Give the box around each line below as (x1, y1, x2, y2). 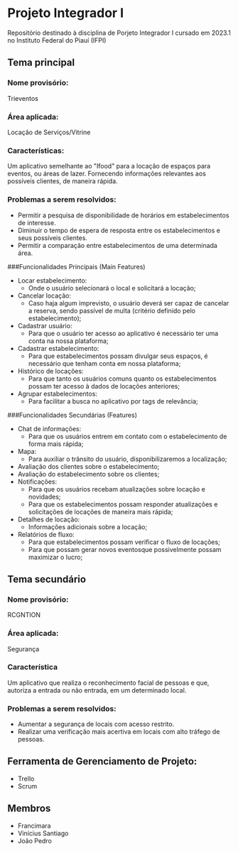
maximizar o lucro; (28, 553, 83, 561)
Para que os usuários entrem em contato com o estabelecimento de (28, 432, 227, 440)
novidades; (28, 492, 62, 501)
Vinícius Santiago (17, 829, 69, 838)
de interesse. (17, 218, 56, 227)
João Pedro (17, 836, 52, 845)
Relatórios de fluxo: (17, 530, 75, 538)
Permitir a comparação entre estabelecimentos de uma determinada (17, 241, 218, 249)
